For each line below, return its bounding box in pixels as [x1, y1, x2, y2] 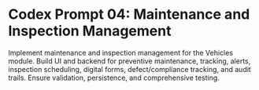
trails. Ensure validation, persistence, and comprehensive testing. [8, 73, 220, 82]
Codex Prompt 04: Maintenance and [8, 5, 250, 23]
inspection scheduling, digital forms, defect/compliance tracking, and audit [8, 64, 252, 74]
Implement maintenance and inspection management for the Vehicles [8, 48, 234, 57]
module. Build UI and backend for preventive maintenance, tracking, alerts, [8, 56, 251, 66]
